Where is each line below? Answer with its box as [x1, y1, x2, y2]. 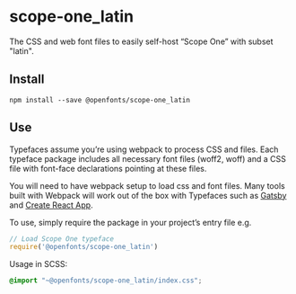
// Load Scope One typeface [9, 234, 115, 244]
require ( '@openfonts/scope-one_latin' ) [9, 243, 159, 252]
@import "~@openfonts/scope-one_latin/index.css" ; [9, 276, 203, 285]
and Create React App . [9, 200, 93, 210]
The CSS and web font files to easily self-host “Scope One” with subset [9, 36, 274, 47]
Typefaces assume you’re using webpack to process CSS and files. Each [9, 144, 279, 155]
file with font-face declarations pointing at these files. [9, 163, 207, 174]
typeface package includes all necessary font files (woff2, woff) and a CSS [9, 153, 287, 164]
